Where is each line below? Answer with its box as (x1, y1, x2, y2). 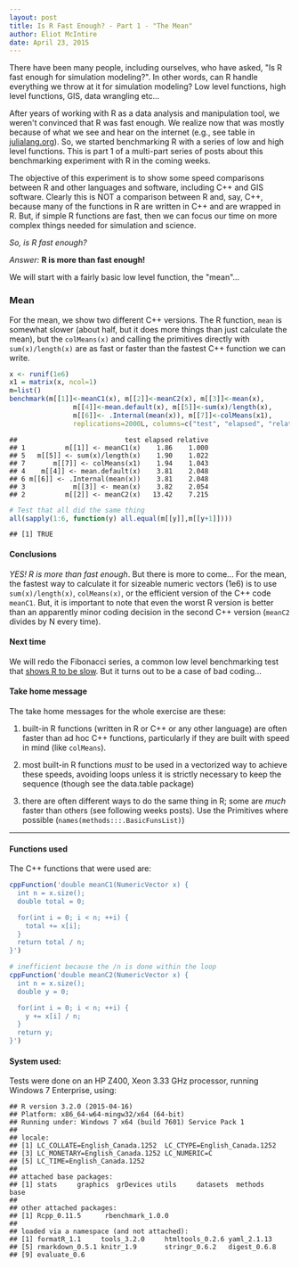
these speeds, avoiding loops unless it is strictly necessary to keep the (21, 769, 282, 780)
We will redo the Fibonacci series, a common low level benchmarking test (9, 656, 279, 667)
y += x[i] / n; (25, 1011, 82, 1021)
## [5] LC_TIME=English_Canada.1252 (9, 1157, 145, 1166)
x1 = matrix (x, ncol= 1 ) (9, 378, 98, 387)
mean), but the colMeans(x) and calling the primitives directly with (9, 333, 251, 344)
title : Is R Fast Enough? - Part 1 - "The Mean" (9, 21, 193, 30)
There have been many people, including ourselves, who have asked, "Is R (9, 62, 283, 73)
